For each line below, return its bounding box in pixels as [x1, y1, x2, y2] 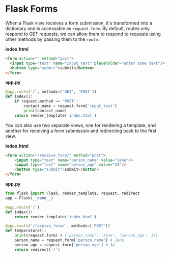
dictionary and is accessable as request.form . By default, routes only [5, 25, 150, 31]
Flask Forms [5, 3, 58, 15]
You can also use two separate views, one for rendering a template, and [5, 122, 156, 128]
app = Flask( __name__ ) [5, 195, 53, 200]
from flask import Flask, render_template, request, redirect [5, 191, 140, 196]
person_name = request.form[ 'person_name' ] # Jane [14, 238, 124, 243]
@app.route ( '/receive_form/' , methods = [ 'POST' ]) [5, 223, 110, 228]
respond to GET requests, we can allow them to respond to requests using [5, 31, 161, 37]
